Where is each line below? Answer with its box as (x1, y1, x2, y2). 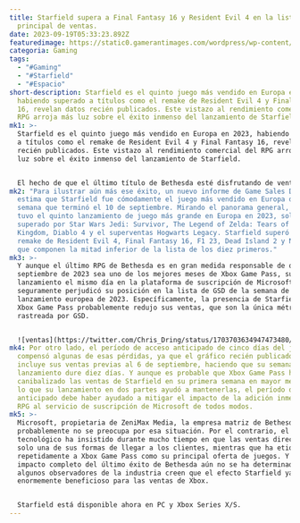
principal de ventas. (17, 21, 98, 30)
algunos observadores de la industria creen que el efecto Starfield (17, 468, 281, 477)
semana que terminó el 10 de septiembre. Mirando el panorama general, (17, 203, 290, 213)
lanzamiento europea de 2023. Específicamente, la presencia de (17, 294, 262, 304)
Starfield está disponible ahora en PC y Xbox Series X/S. (17, 501, 242, 510)
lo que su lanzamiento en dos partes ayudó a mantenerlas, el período (17, 385, 286, 394)
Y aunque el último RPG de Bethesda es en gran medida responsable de (17, 261, 286, 271)
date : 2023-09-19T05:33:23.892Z (9, 30, 129, 38)
